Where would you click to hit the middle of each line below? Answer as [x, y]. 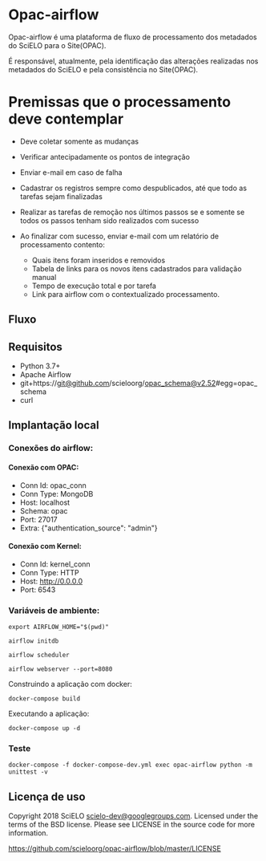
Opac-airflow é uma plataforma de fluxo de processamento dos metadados [133, 37]
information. [28, 833]
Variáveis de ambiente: [54, 610]
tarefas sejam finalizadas [61, 196]
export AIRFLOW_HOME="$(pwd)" [59, 627]
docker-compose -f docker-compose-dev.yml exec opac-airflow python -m [130, 765]
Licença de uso [47, 796]
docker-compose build [44, 699]
